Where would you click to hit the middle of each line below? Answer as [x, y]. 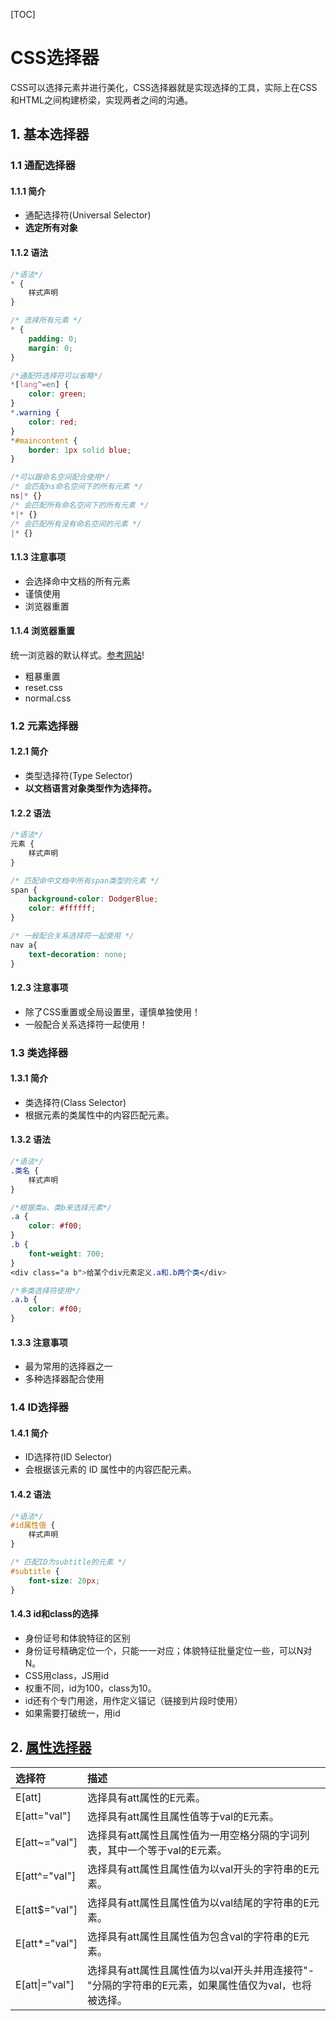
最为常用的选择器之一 [68, 1366]
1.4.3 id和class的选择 [54, 1614]
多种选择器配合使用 [64, 1379]
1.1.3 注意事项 [38, 557]
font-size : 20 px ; [64, 1580]
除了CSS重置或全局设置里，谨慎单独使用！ [112, 1011]
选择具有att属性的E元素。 [147, 1797]
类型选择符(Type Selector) [78, 775]
